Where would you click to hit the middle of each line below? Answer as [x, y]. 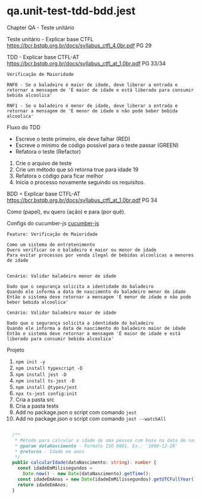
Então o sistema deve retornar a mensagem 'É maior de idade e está [94, 333]
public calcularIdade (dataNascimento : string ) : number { [84, 463]
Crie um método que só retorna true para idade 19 [77, 169]
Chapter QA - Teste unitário [41, 27]
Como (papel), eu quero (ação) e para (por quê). [66, 212]
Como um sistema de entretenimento [51, 244]
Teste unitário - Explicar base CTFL [50, 39]
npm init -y [30, 362]
